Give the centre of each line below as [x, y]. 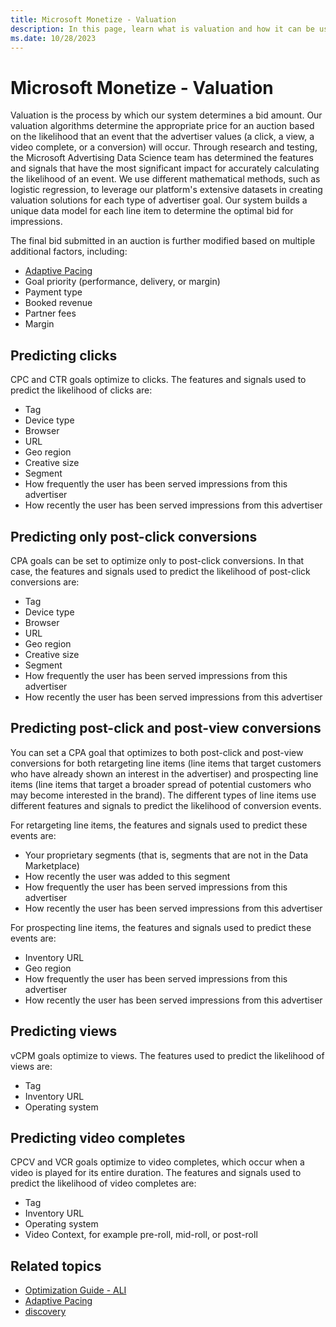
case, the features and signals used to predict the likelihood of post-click [160, 571]
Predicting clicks [64, 355]
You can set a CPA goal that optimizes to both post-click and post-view [157, 752]
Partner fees [50, 313]
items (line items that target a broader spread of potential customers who [161, 784]
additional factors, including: [69, 252]
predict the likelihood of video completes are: [103, 1183]
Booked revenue [58, 303]
